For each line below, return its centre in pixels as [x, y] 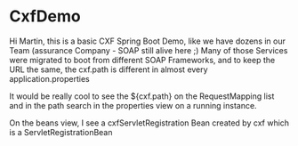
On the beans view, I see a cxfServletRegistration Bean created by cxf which [149, 123]
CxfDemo [45, 16]
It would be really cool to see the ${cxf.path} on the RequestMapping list [142, 96]
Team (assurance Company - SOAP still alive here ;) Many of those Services [149, 50]
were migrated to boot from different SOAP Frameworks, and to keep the [142, 60]
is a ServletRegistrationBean [61, 132]
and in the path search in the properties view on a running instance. [133, 105]
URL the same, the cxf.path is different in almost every [109, 69]
